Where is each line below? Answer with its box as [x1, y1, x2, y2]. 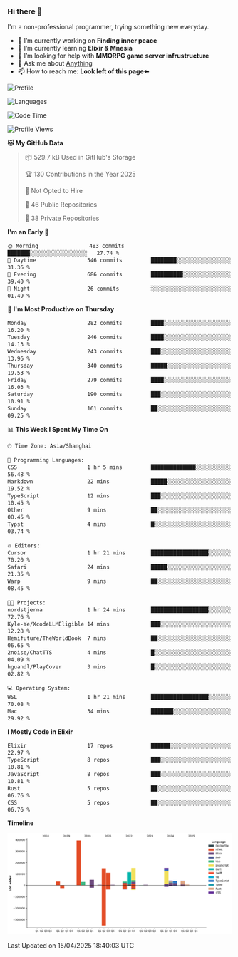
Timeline [7, 819, 34, 827]
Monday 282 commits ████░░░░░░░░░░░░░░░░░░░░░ [7, 320, 232, 327]
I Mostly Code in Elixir [7, 728, 73, 736]
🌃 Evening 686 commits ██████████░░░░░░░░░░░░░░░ [7, 271, 232, 279]
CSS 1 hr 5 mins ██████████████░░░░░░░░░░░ [7, 464, 232, 471]
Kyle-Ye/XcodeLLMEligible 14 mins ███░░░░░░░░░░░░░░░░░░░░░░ [7, 621, 232, 628]
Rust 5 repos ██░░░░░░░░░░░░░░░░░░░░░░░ [7, 785, 232, 792]
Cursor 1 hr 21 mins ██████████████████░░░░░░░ [7, 549, 232, 557]
